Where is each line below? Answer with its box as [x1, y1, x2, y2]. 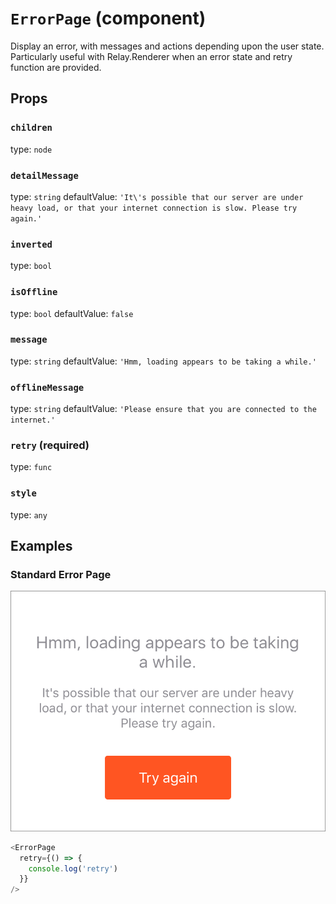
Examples [10, 538, 73, 555]
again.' [10, 213, 43, 224]
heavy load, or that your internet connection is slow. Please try [10, 203, 298, 213]
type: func [10, 461, 53, 473]
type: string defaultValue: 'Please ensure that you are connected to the [10, 403, 317, 415]
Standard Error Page [10, 568, 112, 582]
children [10, 122, 53, 134]
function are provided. [10, 61, 102, 73]
